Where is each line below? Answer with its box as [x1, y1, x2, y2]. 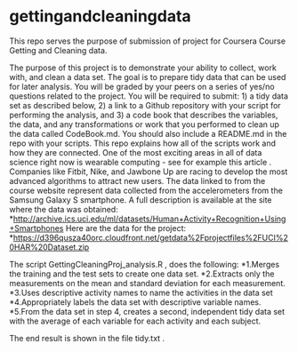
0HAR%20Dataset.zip [9, 242, 90, 252]
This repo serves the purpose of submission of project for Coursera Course [9, 36, 286, 46]
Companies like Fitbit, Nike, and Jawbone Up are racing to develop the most [9, 166, 288, 177]
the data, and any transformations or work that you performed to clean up [9, 118, 280, 130]
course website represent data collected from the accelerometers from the [9, 185, 283, 196]
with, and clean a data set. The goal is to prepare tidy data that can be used [9, 71, 286, 82]
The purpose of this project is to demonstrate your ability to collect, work [9, 62, 278, 73]
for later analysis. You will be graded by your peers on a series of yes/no [9, 81, 275, 92]
